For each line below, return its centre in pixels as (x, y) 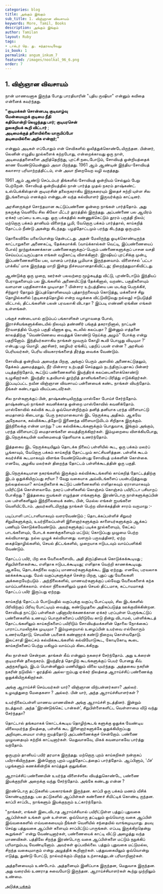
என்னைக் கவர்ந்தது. (23, 101)
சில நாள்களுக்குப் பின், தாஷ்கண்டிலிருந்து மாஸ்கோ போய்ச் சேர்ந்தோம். (71, 398)
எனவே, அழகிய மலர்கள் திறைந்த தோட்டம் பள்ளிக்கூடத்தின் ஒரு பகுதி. (71, 463)
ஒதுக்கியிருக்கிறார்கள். (24, 677)
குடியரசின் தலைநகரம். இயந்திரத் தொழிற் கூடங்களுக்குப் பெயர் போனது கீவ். (74, 660)
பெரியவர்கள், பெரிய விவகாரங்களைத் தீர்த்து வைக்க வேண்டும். (62, 351)
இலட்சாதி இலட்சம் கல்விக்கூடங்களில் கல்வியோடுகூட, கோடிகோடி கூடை (72, 640)
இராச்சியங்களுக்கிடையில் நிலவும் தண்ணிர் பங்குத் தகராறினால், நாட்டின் (71, 324)
